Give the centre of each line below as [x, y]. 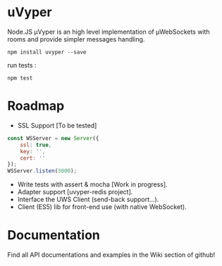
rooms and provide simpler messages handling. [76, 39]
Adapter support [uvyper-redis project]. [75, 192]
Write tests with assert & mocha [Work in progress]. [92, 184]
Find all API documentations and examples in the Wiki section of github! [111, 255]
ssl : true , [36, 145]
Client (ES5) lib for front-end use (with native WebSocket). [102, 207]
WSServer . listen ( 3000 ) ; [42, 171]
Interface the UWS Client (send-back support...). [88, 199]
